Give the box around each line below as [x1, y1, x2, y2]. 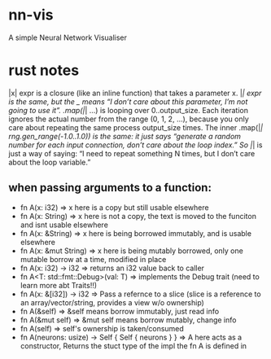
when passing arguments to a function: [8, 181, 212, 195]
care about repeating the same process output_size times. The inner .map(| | [8, 122, 264, 132]
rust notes [8, 61, 80, 80]
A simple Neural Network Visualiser [8, 33, 128, 42]
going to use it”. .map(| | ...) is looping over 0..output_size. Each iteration [8, 105, 248, 115]
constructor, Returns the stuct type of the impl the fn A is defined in [20, 340, 247, 351]
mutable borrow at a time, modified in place [20, 254, 167, 264]
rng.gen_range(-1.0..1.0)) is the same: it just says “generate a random [8, 131, 242, 141]
